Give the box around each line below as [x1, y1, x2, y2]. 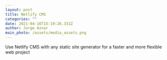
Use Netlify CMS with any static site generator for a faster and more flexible [5, 44, 162, 50]
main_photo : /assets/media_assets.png [5, 30, 87, 35]
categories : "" [5, 16, 37, 21]
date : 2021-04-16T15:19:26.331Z [5, 21, 73, 26]
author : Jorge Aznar [5, 26, 49, 31]
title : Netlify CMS [5, 12, 46, 17]
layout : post [5, 7, 33, 12]
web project [5, 49, 30, 55]
